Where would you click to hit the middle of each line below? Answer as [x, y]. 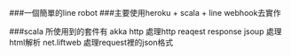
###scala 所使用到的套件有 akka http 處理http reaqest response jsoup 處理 [145, 31]
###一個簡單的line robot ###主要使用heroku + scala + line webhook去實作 [145, 13]
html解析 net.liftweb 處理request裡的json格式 [91, 42]
